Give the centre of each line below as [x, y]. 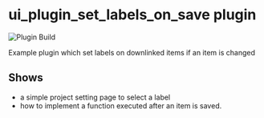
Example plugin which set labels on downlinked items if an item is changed [132, 52]
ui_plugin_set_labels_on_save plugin [132, 15]
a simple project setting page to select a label [95, 97]
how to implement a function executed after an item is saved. [121, 105]
